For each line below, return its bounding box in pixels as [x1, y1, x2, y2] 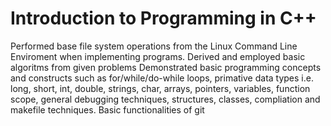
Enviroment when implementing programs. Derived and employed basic [10, 50, 306, 62]
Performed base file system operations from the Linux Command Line [10, 40, 298, 52]
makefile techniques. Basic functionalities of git [10, 103, 205, 116]
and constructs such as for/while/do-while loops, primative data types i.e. [10, 72, 314, 84]
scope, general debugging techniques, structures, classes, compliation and [10, 93, 321, 105]
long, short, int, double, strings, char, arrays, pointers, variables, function [10, 82, 311, 94]
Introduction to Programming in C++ [10, 7, 317, 30]
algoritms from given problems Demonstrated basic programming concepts [10, 61, 322, 73]
